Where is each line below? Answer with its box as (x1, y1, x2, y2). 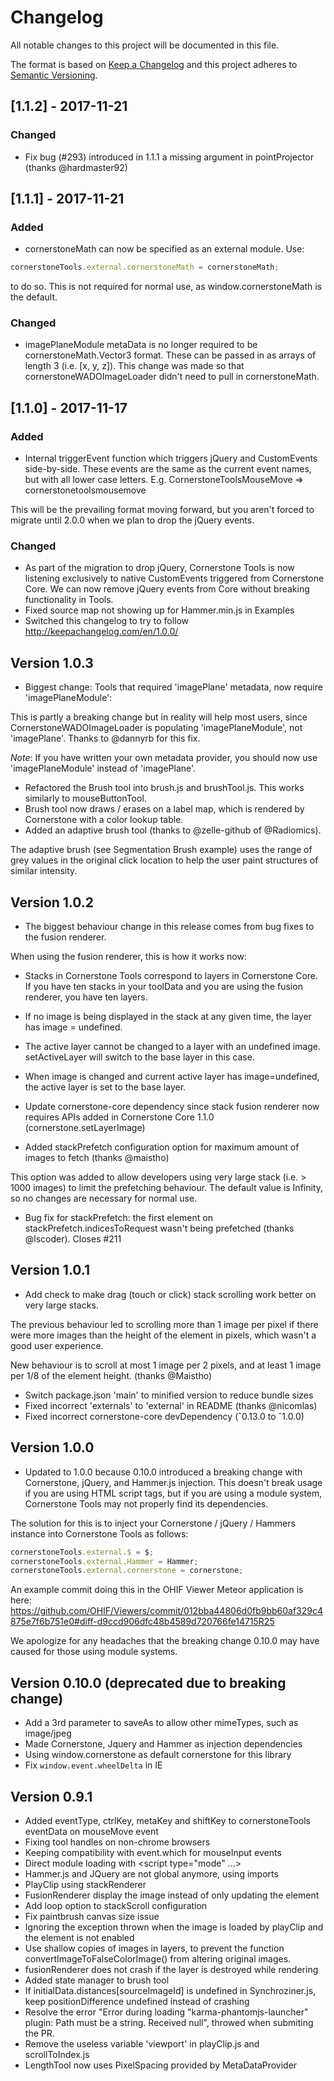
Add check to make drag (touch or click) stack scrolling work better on (24, 1288, 317, 1300)
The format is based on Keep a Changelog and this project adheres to (10, 58, 298, 70)
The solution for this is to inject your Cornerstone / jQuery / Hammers (10, 1517, 296, 1529)
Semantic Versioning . (10, 69, 98, 81)
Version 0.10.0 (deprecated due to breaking (10, 1674, 287, 1691)
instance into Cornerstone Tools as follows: (10, 1527, 189, 1540)
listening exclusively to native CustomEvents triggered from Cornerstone (24, 572, 325, 585)
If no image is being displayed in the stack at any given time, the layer (24, 1011, 312, 1023)
